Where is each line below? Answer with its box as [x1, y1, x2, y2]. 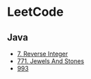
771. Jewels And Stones [16, 57, 84, 65]
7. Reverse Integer [16, 49, 68, 58]
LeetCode [7, 4, 64, 20]
